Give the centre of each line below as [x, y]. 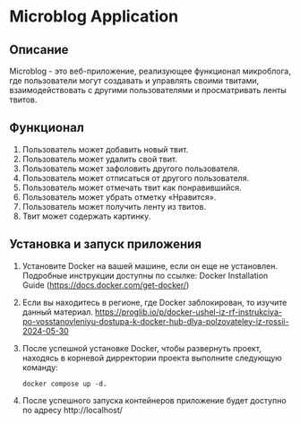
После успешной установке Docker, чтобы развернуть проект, [142, 348]
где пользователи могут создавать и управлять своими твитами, [134, 81]
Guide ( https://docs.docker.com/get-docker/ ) [106, 285]
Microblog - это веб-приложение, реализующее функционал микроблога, [150, 71]
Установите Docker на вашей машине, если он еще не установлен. [150, 265]
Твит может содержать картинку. [86, 216]
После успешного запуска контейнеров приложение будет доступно [154, 400]
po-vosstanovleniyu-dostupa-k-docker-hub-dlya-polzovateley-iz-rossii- [155, 321]
